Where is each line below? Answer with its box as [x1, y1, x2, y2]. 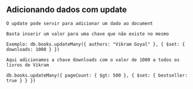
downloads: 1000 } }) [6, 46, 60, 52]
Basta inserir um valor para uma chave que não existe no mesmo [6, 31, 169, 37]
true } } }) [6, 77, 36, 84]
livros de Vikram [6, 62, 49, 68]
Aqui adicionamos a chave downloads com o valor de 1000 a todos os [6, 56, 180, 63]
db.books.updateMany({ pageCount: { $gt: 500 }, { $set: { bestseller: [6, 72, 188, 78]
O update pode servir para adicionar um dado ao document [6, 20, 153, 26]
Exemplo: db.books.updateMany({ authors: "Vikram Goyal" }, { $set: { [6, 41, 185, 47]
